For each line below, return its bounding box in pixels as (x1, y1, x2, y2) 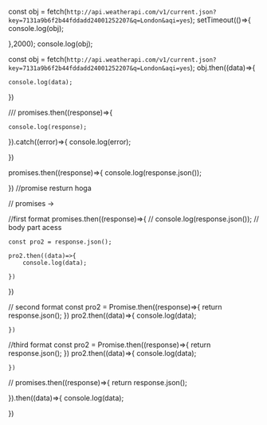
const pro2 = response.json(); (8, 238, 112, 246)
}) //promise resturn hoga (8, 183, 92, 193)
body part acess (8, 223, 62, 232)
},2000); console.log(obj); (8, 39, 93, 49)
